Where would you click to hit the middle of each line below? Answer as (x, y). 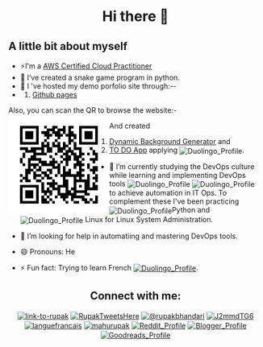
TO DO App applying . (177, 150)
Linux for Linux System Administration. (149, 220)
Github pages (54, 95)
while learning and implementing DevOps (177, 175)
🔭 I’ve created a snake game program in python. (100, 77)
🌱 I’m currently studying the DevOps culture (182, 166)
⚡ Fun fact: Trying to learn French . (109, 267)
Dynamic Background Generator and (170, 141)
